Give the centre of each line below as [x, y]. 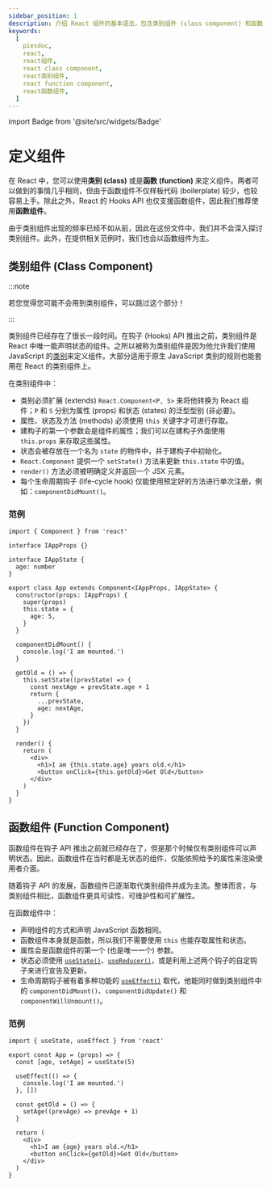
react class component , [63, 69]
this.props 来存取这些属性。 [67, 441]
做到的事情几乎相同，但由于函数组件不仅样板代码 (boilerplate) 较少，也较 [136, 191]
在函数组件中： [33, 913]
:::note [19, 286]
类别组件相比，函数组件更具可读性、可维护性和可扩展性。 [104, 896]
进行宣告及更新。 [63, 970]
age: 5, [43, 617]
